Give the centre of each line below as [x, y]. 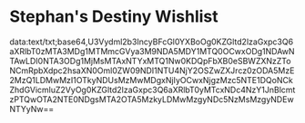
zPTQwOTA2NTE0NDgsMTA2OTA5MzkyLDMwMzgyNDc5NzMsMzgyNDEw [152, 99]
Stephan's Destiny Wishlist [114, 17]
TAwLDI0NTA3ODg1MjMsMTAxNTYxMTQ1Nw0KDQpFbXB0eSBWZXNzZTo [150, 61]
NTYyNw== [32, 109]
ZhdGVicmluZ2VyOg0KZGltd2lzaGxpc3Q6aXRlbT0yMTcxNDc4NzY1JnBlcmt [152, 90]
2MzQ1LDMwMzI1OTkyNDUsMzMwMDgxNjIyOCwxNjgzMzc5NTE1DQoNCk [151, 80]
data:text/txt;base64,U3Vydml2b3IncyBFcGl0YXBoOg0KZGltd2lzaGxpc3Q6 [152, 42]
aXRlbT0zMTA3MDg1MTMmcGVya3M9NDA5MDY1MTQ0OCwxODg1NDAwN [152, 51]
